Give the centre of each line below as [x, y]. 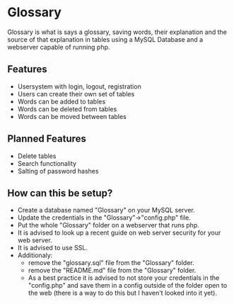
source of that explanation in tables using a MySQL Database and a [105, 39]
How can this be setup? [60, 193]
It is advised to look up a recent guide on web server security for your [119, 233]
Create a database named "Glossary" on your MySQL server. [106, 210]
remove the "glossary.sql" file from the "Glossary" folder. [111, 263]
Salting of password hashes [58, 171]
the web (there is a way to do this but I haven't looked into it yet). [123, 293]
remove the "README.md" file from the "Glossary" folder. [112, 271]
